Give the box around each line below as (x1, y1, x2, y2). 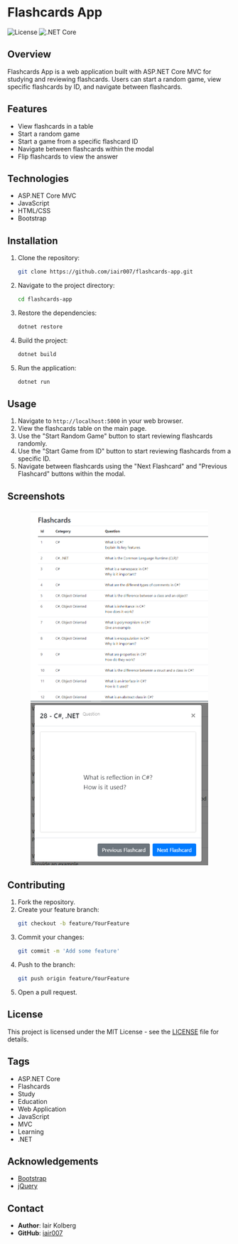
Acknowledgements (7, 1155, 99, 1167)
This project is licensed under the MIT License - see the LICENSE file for (7, 1027, 219, 1036)
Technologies (7, 172, 70, 185)
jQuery (17, 1181, 38, 1191)
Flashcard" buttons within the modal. (17, 470, 126, 478)
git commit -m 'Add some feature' (17, 948, 120, 955)
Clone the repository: (17, 254, 80, 262)
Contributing (7, 879, 65, 891)
